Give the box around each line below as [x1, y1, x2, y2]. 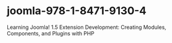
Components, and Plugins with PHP [7, 29, 95, 37]
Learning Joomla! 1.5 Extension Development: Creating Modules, [7, 24, 167, 31]
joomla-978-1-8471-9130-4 [7, 4, 147, 18]
